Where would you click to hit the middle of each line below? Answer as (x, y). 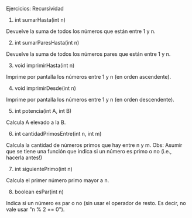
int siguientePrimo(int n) (44, 169)
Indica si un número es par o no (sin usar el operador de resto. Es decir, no (96, 203)
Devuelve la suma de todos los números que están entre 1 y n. (81, 31)
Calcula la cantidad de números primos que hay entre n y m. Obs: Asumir (94, 145)
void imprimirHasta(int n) (44, 65)
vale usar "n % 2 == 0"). (35, 209)
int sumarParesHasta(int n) (47, 43)
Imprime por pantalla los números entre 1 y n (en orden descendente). (90, 100)
